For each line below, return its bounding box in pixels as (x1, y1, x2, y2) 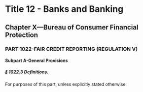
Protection (5, 31, 38, 39)
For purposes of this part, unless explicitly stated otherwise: (5, 81, 127, 87)
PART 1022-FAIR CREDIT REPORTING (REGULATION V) (5, 45, 138, 52)
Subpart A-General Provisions (5, 58, 68, 63)
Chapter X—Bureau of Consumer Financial (5, 23, 139, 31)
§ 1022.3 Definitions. (5, 69, 49, 75)
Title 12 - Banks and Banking (5, 3, 124, 15)
